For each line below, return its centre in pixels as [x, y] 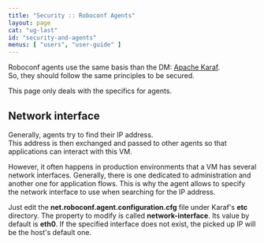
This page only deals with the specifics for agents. [90, 91]
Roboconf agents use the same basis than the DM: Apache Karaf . [114, 67]
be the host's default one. [50, 232]
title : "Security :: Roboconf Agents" [72, 15]
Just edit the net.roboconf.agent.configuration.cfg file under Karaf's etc [128, 207]
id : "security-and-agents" [52, 37]
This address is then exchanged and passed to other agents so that [117, 143]
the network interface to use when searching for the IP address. [112, 192]
